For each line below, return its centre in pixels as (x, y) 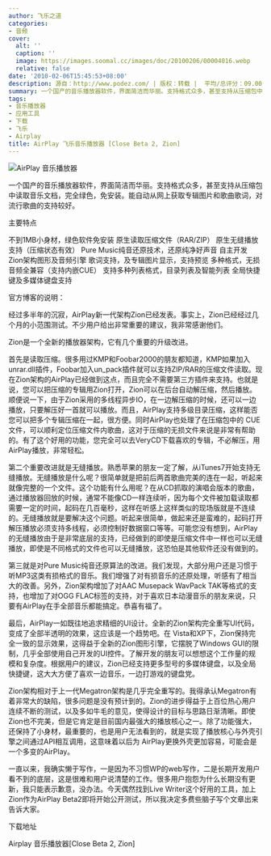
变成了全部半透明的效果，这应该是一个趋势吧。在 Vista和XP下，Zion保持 (129, 633)
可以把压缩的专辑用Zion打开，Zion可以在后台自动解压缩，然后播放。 (143, 389)
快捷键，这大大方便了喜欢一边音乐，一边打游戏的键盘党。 (104, 673)
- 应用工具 (24, 114)
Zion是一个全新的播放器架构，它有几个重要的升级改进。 (100, 341)
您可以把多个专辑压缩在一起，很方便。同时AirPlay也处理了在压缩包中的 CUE (134, 420)
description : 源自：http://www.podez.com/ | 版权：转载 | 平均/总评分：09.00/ (137, 83)
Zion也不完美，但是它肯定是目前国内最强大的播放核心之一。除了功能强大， (132, 721)
